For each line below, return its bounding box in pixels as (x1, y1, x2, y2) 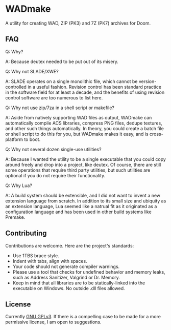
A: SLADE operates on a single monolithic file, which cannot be (5, 78, 138, 85)
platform (5, 136, 23, 142)
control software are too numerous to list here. (5, 94, 103, 100)
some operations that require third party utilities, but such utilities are (5, 167, 151, 173)
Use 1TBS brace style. (12, 252, 60, 259)
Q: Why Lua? (5, 182, 32, 189)
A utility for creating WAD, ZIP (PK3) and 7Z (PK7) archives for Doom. (5, 20, 151, 26)
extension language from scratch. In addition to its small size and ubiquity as (5, 198, 166, 204)
